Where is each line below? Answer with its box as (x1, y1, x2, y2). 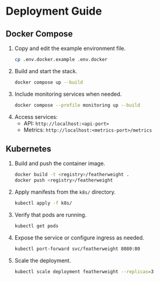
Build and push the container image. (14, 160, 106, 167)
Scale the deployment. (14, 257, 71, 264)
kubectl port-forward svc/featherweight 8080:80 (14, 246, 141, 252)
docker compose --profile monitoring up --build (14, 102, 141, 108)
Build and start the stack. (14, 67, 77, 74)
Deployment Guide (5, 4, 102, 18)
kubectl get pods (14, 223, 59, 229)
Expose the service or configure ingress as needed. (14, 233, 144, 241)
